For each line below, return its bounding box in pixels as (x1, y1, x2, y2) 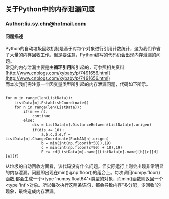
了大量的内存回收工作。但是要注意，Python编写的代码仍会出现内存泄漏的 (5, 52, 157, 58)
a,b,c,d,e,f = (41, 132, 71, 137)
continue (32, 113, 51, 118)
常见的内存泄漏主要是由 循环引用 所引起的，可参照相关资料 (5, 64, 124, 70)
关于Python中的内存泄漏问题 (5, 5, 95, 14)
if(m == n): (23, 109, 49, 114)
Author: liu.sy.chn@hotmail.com (5, 20, 86, 27)
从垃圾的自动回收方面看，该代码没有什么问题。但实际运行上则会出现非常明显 (5, 163, 164, 169)
